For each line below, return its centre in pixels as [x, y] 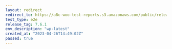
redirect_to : [19, 15]
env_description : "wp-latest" [38, 29]
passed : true [19, 39]
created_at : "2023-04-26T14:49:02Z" [44, 34]
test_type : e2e [21, 19]
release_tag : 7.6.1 [26, 24]
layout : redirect [24, 10]
